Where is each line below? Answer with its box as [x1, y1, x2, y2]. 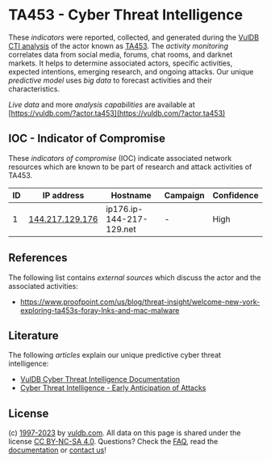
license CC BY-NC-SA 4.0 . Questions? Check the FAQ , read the [8, 437, 219, 447]
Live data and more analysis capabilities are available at [8, 100, 195, 109]
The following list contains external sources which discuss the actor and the [8, 273, 261, 282]
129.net [106, 223, 136, 235]
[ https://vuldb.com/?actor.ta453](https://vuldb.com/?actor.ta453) [8, 108, 226, 118]
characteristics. [8, 83, 60, 94]
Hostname [110, 189, 152, 201]
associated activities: [8, 281, 79, 290]
